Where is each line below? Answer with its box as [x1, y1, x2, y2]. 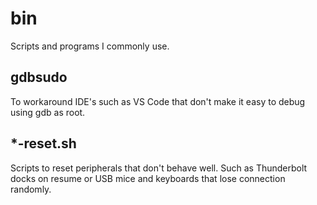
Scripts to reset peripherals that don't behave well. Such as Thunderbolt [10, 162, 308, 174]
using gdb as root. [10, 106, 86, 118]
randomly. [10, 183, 52, 195]
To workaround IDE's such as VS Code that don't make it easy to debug [10, 95, 306, 107]
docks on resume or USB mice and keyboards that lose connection [10, 172, 286, 184]
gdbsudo [10, 69, 68, 86]
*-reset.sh [10, 135, 77, 152]
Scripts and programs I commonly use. [10, 40, 170, 52]
